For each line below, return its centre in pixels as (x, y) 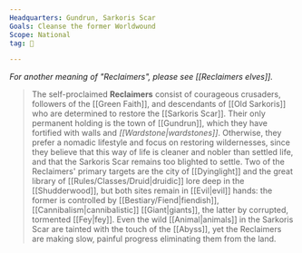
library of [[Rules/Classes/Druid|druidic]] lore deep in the (138, 181)
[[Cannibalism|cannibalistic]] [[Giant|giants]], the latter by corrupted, (160, 210)
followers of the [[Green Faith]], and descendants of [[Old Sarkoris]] (159, 104)
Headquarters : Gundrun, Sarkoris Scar (83, 18)
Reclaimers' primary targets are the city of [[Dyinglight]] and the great (162, 171)
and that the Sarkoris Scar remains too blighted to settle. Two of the (158, 162)
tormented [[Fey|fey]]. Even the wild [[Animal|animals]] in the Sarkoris (162, 219)
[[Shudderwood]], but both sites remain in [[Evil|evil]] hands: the (152, 190)
